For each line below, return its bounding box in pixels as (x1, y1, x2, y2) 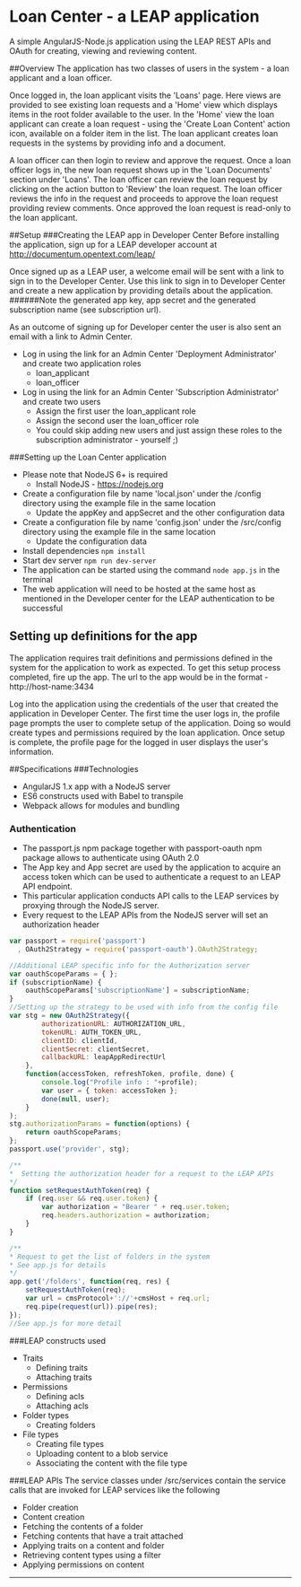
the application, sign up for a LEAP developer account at (9, 239, 218, 250)
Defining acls (35, 1390, 85, 1401)
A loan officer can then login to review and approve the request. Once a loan (9, 154, 291, 165)
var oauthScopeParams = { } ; (9, 969, 118, 978)
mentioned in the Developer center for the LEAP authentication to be (21, 592, 275, 603)
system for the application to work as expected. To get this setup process (9, 662, 281, 672)
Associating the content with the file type (35, 1457, 188, 1469)
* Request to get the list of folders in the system (9, 1252, 211, 1261)
